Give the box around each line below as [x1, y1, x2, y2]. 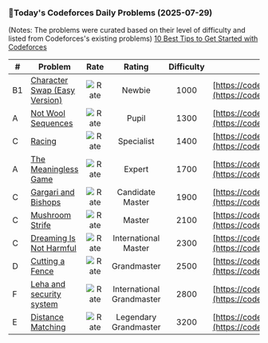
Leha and [30, 279, 66, 290]
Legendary [115, 312, 157, 323]
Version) [30, 95, 63, 106]
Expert [123, 164, 149, 175]
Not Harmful [30, 243, 77, 254]
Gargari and [30, 187, 75, 198]
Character [30, 75, 69, 86]
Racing [30, 136, 57, 147]
